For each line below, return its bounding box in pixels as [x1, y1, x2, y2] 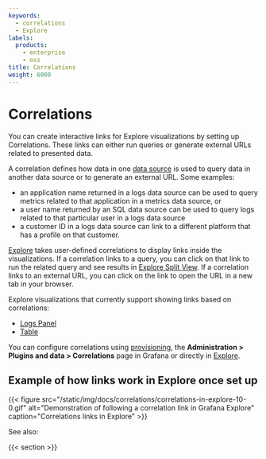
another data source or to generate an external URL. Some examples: [8, 172, 235, 181]
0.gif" [8, 403, 27, 413]
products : [15, 41, 48, 49]
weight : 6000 [8, 71, 52, 79]
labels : [8, 33, 34, 42]
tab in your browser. [8, 279, 74, 289]
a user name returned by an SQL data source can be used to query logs [19, 204, 255, 214]
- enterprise [22, 49, 66, 56]
